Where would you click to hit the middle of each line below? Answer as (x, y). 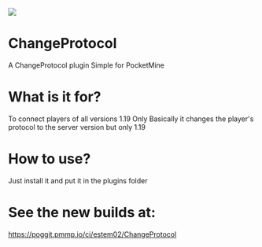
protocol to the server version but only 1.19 (77, 127)
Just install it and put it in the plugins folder (78, 180)
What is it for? (55, 97)
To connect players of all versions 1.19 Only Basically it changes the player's (131, 119)
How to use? (50, 159)
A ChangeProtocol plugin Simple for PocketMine (87, 65)
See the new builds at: (82, 212)
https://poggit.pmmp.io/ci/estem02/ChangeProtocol (92, 234)
